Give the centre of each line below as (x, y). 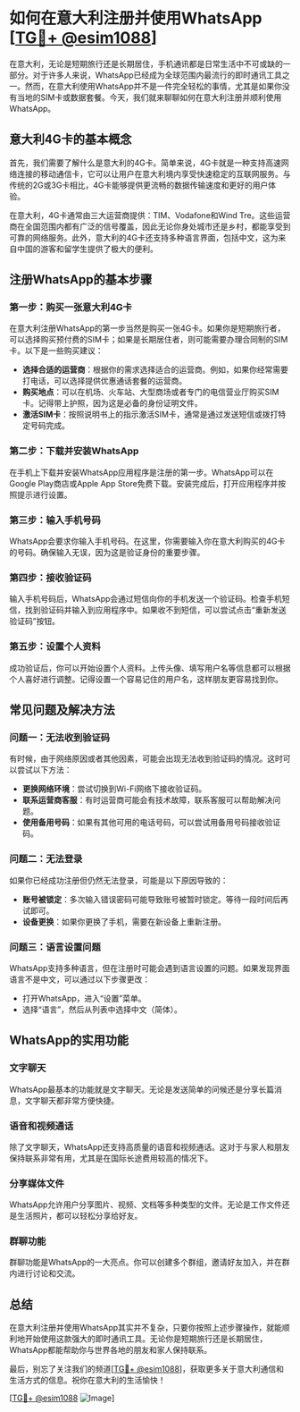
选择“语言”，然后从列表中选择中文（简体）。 (102, 1009)
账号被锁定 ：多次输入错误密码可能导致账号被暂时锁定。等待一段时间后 (151, 899)
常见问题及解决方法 (62, 710)
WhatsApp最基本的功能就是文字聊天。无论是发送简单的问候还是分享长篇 (142, 1089)
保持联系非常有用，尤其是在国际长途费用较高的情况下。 (111, 1158)
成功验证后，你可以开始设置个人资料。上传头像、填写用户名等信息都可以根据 (150, 668)
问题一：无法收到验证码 (59, 737)
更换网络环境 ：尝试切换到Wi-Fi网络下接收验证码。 (114, 789)
